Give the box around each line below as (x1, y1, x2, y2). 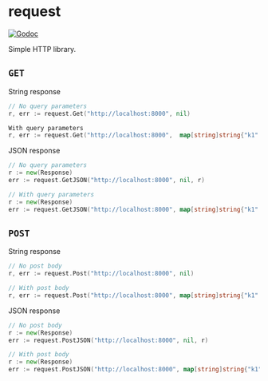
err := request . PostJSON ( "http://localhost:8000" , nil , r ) (8, 336, 209, 344)
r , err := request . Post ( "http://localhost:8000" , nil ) (8, 270, 195, 278)
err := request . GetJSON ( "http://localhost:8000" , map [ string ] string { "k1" (8, 205, 259, 213)
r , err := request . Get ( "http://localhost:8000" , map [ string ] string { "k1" (8, 131, 259, 140)
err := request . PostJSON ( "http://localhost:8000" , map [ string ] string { (8, 366, 248, 374)
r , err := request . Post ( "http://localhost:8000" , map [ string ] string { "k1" (8, 291, 259, 300)
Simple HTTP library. (8, 44, 77, 54)
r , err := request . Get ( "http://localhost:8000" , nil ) (8, 109, 191, 117)
